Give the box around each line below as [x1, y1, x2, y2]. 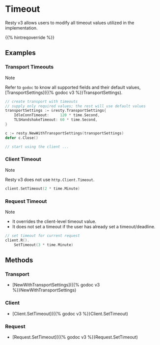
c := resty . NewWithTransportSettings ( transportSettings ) [5, 130, 124, 136]
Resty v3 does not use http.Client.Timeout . [5, 176, 95, 183]
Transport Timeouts [5, 63, 54, 70]
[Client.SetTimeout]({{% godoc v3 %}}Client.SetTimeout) [12, 311, 129, 316]
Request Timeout [5, 198, 47, 205]
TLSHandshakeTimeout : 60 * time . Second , [14, 117, 98, 123]
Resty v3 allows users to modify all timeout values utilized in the [5, 20, 134, 26]
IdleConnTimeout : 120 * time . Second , [14, 113, 100, 118]
